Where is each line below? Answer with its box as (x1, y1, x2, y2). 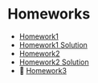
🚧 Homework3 (18, 65, 67, 75)
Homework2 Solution (18, 57, 89, 67)
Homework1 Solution (18, 39, 88, 49)
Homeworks (7, 5, 91, 23)
